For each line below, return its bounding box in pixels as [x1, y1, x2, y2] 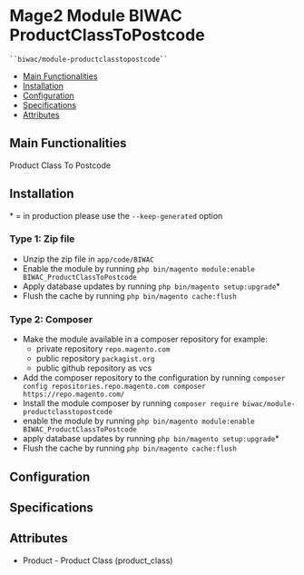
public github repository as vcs [35, 362, 152, 373]
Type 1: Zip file [9, 233, 75, 245]
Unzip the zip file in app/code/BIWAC [22, 253, 154, 264]
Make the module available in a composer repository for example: [22, 333, 268, 345]
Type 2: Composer [9, 312, 93, 325]
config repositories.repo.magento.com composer [22, 382, 206, 392]
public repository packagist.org [35, 353, 155, 364]
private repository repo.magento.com [35, 343, 171, 354]
